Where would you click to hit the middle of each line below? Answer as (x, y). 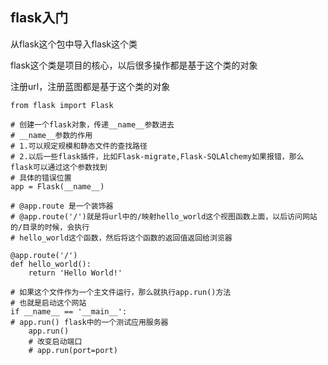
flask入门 (39, 18)
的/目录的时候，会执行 (50, 227)
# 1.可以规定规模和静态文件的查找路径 (79, 146)
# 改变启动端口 (55, 341)
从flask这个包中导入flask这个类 (74, 44)
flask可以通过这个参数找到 (59, 167)
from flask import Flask (62, 105)
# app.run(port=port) (73, 350)
